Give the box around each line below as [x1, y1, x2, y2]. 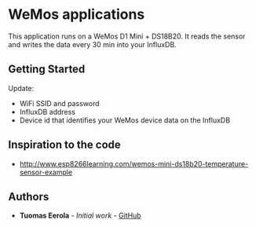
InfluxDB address [19, 107, 76, 116]
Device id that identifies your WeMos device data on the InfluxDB [19, 115, 230, 125]
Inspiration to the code [8, 138, 122, 152]
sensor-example [19, 167, 73, 177]
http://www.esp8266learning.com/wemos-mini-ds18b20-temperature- [19, 159, 249, 168]
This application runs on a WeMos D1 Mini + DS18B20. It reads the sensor [8, 31, 246, 41]
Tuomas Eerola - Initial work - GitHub [19, 211, 141, 221]
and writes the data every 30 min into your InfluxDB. [8, 39, 177, 49]
